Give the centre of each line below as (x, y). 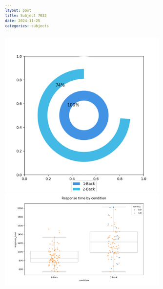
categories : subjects (27, 26)
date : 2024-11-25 (23, 21)
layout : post (18, 10)
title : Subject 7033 (26, 15)
